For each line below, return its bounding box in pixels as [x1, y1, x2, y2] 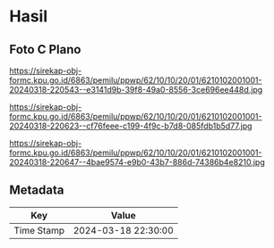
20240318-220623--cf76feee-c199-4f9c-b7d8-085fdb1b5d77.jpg [9, 120, 253, 131]
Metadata [9, 183, 64, 198]
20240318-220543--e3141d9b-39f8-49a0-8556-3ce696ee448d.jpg [9, 85, 263, 95]
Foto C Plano [9, 42, 81, 57]
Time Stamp [13, 224, 65, 236]
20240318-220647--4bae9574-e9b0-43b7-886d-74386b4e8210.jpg [9, 157, 266, 167]
